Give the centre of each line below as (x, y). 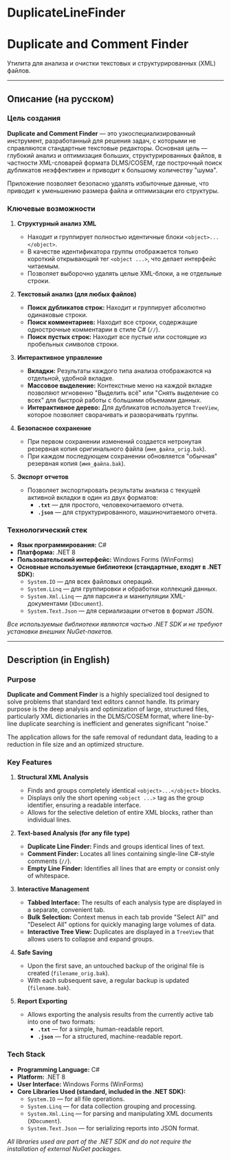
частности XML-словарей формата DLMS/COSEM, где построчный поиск (114, 163)
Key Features (30, 762)
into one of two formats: (62, 1022)
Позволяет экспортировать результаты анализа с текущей (114, 490)
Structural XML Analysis (53, 777)
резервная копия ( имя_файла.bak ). (76, 464)
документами (47, 604)
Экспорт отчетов (43, 477)
